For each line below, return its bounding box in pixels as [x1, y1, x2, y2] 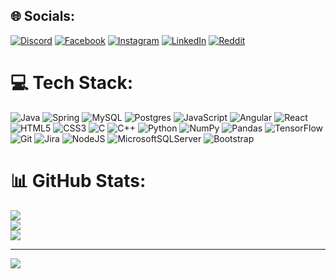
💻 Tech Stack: [10, 72, 134, 94]
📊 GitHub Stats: [10, 169, 147, 192]
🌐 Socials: [10, 8, 76, 25]
